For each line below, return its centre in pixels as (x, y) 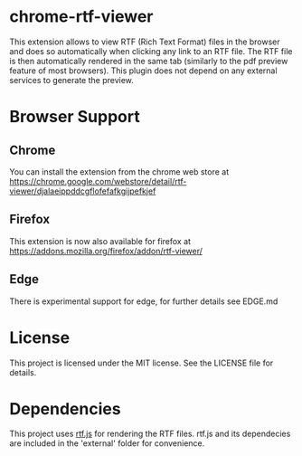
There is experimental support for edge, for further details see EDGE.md (144, 301)
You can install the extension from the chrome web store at (119, 171)
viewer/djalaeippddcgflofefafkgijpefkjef (83, 191)
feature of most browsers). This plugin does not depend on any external (143, 71)
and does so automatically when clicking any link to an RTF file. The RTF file (151, 51)
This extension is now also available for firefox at (100, 241)
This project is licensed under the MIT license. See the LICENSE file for (142, 363)
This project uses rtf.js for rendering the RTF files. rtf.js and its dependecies (150, 434)
